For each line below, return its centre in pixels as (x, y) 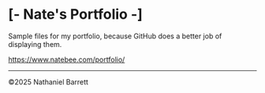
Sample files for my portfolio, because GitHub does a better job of (115, 36)
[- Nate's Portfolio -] (76, 14)
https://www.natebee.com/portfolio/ (67, 59)
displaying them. (35, 44)
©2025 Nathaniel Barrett (49, 82)
